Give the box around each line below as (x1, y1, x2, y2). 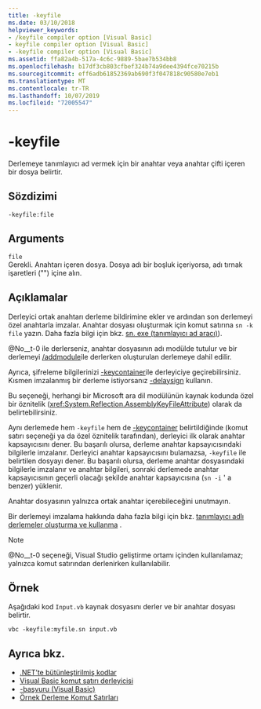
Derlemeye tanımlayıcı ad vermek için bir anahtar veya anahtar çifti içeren (8, 159, 245, 169)
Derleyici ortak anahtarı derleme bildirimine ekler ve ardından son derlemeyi (8, 312, 253, 321)
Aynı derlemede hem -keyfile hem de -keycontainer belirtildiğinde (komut (8, 422, 248, 432)
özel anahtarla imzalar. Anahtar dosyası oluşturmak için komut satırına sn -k (8, 320, 253, 330)
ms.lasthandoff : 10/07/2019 (8, 92, 100, 100)
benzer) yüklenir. (8, 481, 63, 491)
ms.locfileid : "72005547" (8, 99, 92, 107)
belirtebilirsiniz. (8, 407, 57, 417)
